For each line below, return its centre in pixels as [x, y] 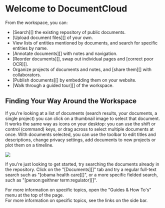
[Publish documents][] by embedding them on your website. [74, 80]
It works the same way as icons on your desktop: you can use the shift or [80, 123]
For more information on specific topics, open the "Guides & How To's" [78, 189]
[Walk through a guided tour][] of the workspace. [63, 85]
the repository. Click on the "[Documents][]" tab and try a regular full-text [81, 169]
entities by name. [30, 48]
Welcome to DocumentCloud [66, 9]
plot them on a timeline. [29, 145]
